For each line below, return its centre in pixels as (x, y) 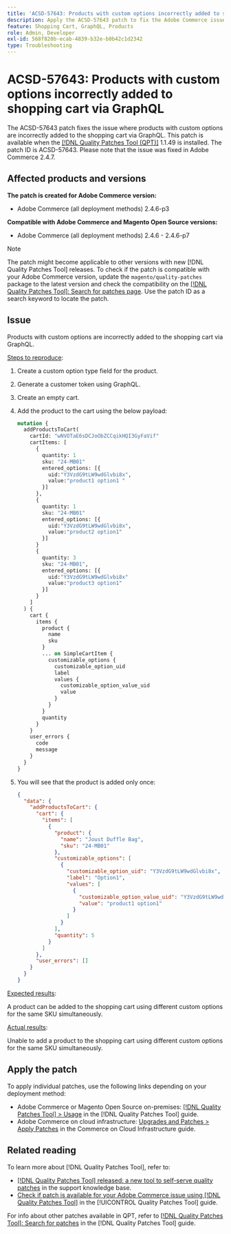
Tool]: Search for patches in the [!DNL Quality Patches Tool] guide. (101, 1223)
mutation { (33, 423)
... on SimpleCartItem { (78, 654)
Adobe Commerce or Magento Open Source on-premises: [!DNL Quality (119, 1107)
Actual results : (27, 1027)
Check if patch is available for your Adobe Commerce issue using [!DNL (119, 1195)
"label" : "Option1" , (96, 878)
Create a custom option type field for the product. (87, 371)
